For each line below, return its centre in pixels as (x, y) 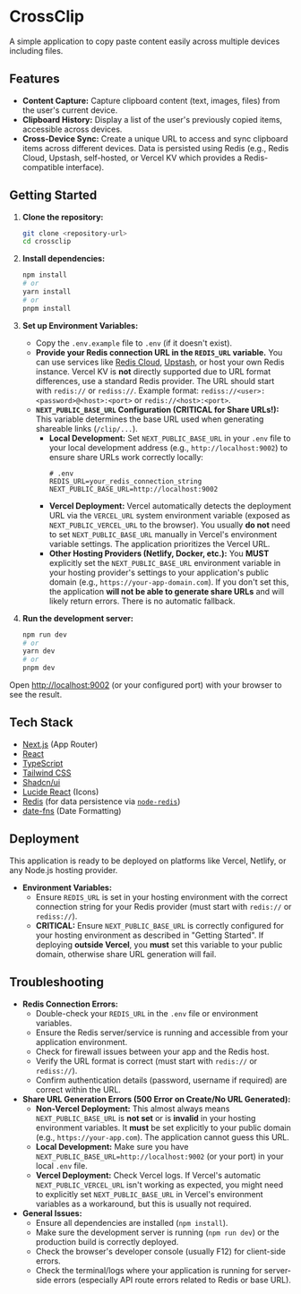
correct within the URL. (78, 1089)
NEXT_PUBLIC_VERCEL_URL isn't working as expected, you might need (159, 1185)
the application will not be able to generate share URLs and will (167, 591)
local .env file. (61, 1165)
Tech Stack (41, 723)
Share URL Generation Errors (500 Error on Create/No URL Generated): (156, 1099)
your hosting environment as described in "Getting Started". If (150, 935)
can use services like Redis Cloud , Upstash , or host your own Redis (160, 362)
